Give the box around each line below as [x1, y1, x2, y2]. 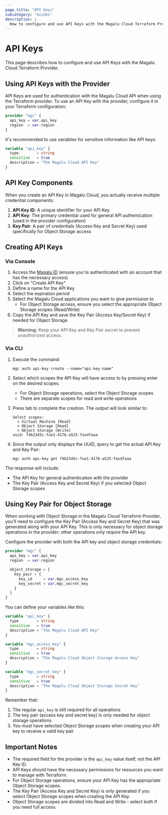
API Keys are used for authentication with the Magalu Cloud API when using [5, 93, 161, 98]
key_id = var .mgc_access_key [18, 576, 88, 581]
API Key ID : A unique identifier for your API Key [12, 207, 110, 213]
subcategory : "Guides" [5, 12, 52, 17]
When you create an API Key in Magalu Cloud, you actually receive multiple [5, 192, 160, 198]
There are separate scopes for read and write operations [19, 395, 137, 401]
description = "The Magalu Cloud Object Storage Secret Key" [9, 683, 140, 688]
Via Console [5, 258, 35, 265]
